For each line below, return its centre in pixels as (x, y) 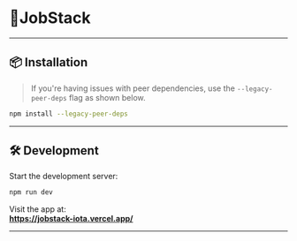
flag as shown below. (107, 97)
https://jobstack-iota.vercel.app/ (71, 219)
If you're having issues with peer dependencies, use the (133, 88)
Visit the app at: (38, 209)
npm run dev (31, 192)
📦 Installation (49, 62)
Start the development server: (64, 177)
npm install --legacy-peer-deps (69, 114)
